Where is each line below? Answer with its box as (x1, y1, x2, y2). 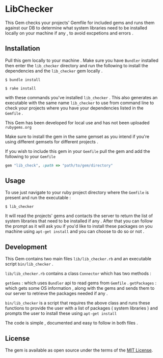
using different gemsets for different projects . (5, 138, 98, 144)
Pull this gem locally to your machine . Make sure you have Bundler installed (5, 57, 159, 63)
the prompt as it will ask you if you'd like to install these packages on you (5, 223, 153, 229)
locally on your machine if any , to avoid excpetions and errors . (5, 30, 134, 36)
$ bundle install (5, 77, 41, 82)
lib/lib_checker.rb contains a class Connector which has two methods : (5, 271, 151, 276)
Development (5, 243, 48, 251)
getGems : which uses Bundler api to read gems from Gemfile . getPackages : (5, 280, 157, 286)
